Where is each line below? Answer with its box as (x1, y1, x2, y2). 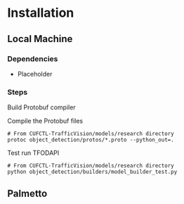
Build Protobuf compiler (7, 103, 76, 111)
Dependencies (7, 54, 58, 64)
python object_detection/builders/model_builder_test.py (7, 168, 178, 176)
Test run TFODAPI (7, 149, 60, 157)
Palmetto (7, 187, 48, 199)
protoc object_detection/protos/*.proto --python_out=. (7, 137, 174, 144)
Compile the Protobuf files (7, 117, 83, 125)
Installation (7, 5, 74, 21)
